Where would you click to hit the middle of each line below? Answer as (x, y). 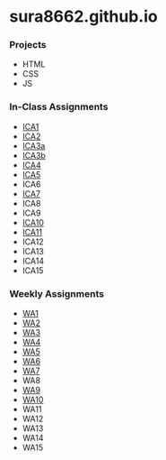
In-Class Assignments (59, 107)
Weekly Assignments (57, 293)
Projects (28, 45)
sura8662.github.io (84, 17)
